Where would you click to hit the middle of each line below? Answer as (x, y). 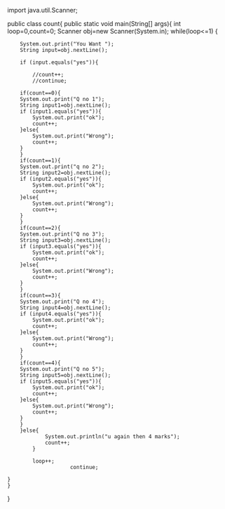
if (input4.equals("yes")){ (61, 314)
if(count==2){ (40, 228)
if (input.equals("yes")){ (59, 62)
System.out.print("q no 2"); (62, 167)
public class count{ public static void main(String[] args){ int (94, 23)
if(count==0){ (40, 93)
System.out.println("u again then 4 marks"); (112, 437)
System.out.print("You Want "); (67, 44)
